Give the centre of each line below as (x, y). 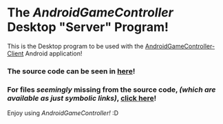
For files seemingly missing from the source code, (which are (111, 89)
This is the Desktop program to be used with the (75, 46)
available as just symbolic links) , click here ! (82, 98)
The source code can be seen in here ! (71, 71)
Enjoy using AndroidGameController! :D (63, 113)
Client (15, 53)
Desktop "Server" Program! (88, 27)
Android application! (54, 53)
